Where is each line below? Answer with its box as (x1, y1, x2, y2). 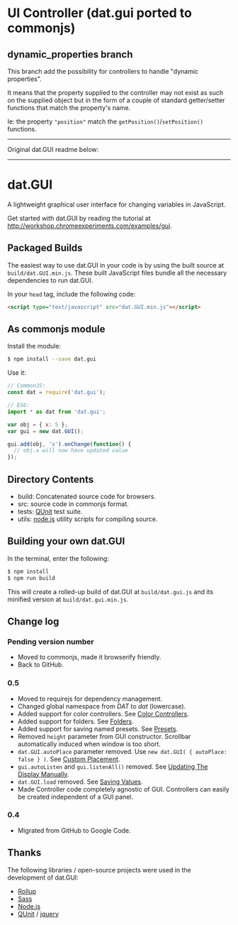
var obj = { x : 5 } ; (7, 421, 69, 428)
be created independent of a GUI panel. (17, 792, 134, 801)
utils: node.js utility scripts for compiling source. (17, 515, 158, 523)
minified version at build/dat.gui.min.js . (7, 595, 129, 603)
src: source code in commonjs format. (17, 500, 129, 508)
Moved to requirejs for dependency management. (17, 694, 163, 703)
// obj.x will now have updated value (13, 447, 129, 454)
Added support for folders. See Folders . (17, 717, 134, 726)
